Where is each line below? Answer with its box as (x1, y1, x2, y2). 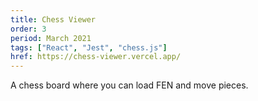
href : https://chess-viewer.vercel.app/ (10, 52, 182, 62)
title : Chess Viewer (10, 14, 97, 25)
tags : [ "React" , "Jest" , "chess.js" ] (10, 42, 168, 53)
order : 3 (10, 24, 47, 34)
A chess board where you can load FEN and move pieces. (10, 79, 249, 91)
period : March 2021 (10, 33, 92, 43)
